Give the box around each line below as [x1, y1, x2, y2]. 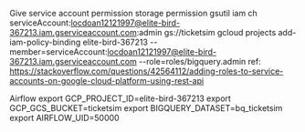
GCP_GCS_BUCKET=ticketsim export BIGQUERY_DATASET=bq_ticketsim [9, 103, 283, 113]
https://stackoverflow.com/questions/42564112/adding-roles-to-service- [9, 66, 284, 76]
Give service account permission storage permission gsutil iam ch [9, 8, 258, 18]
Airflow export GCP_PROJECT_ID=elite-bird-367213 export [9, 93, 231, 104]
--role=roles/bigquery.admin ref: [138, 56, 262, 66]
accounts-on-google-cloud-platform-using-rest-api [9, 76, 205, 86]
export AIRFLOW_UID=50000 [9, 113, 121, 123]
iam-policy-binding [9, 36, 81, 47]
